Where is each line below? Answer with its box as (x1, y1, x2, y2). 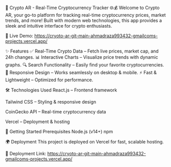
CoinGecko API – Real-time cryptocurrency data (5, 109, 106, 114)
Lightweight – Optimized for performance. (5, 77, 93, 83)
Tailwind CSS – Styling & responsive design (5, 99, 96, 105)
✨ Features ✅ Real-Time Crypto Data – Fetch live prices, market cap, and (5, 48, 159, 54)
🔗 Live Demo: (5, 33, 34, 39)
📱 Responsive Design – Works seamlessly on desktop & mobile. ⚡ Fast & (5, 69, 157, 76)
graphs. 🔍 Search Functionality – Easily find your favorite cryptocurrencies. (5, 62, 164, 68)
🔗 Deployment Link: (5, 151, 46, 156)
